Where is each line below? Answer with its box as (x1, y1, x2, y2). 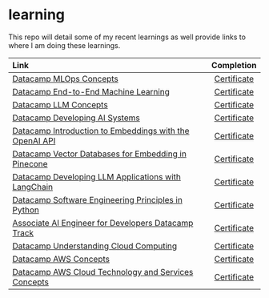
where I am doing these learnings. (8, 40, 121, 50)
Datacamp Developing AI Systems (12, 112, 140, 123)
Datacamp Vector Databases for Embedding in (12, 148, 187, 159)
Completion (211, 59, 257, 70)
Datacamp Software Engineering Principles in (12, 194, 183, 205)
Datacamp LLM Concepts (12, 99, 108, 110)
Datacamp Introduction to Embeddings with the (12, 125, 190, 136)
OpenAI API (12, 135, 56, 146)
